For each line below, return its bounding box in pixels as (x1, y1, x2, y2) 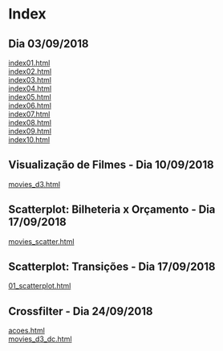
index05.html (8, 92, 52, 101)
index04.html (8, 84, 52, 93)
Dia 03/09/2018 (8, 37, 89, 51)
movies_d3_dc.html (8, 334, 72, 344)
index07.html (8, 109, 51, 119)
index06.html (8, 101, 52, 110)
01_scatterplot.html (8, 281, 71, 291)
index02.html (8, 67, 52, 76)
